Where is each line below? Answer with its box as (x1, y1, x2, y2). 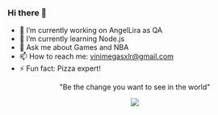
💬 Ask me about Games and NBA (19, 43, 129, 52)
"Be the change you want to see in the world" (59, 82, 211, 92)
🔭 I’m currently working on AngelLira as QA (19, 26, 163, 35)
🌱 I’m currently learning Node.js (19, 34, 125, 43)
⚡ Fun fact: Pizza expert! (19, 64, 102, 73)
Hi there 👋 (7, 7, 48, 18)
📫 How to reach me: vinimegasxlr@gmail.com (19, 51, 174, 61)
